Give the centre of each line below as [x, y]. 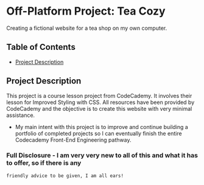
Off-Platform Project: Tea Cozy [86, 11]
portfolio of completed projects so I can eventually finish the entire [98, 133]
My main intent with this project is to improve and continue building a [102, 127]
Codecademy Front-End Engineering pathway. [73, 140]
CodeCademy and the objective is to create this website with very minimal [99, 108]
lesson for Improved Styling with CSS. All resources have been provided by [100, 102]
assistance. [21, 115]
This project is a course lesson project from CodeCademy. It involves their [99, 96]
